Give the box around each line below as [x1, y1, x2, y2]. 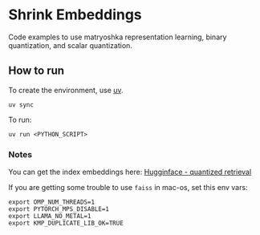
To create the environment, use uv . [8, 85, 124, 95]
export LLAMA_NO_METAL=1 [8, 213, 91, 221]
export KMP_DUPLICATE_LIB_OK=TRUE [8, 219, 124, 228]
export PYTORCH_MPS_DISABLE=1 [8, 205, 110, 213]
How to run [8, 64, 65, 78]
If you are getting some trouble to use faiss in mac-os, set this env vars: [8, 183, 248, 192]
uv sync [8, 100, 35, 109]
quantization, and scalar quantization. [8, 40, 132, 50]
